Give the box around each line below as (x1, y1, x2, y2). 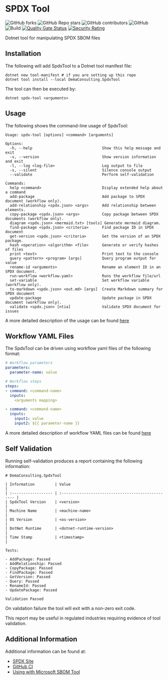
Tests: (5, 548, 19, 553)
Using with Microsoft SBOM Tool (12, 668, 80, 675)
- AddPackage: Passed (5, 557, 51, 562)
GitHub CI (12, 663, 33, 669)
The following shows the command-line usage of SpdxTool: (5, 122, 128, 128)
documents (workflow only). (5, 216, 64, 221)
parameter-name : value (10, 370, 57, 375)
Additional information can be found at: (5, 648, 87, 654)
